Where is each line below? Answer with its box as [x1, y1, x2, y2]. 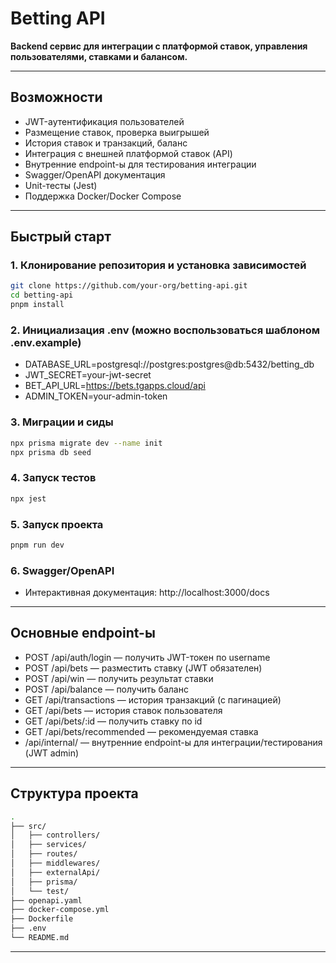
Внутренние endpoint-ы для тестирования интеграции [24, 158, 257, 170]
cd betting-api [10, 290, 74, 301]
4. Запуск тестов [10, 471, 97, 485]
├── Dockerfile [10, 914, 74, 924]
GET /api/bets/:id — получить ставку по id [24, 715, 203, 727]
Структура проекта [10, 785, 139, 802]
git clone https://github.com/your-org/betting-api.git [10, 281, 248, 291]
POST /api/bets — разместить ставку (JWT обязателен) [24, 662, 263, 674]
